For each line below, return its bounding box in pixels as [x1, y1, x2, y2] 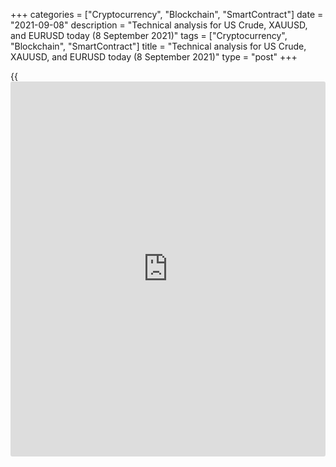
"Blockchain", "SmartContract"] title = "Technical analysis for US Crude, [10, 40, 307, 52]
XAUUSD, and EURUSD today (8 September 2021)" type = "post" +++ [10, 51, 298, 63]
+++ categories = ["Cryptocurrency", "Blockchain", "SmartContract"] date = [10, 9, 324, 20]
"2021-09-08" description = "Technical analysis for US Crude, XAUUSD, [10, 19, 308, 31]
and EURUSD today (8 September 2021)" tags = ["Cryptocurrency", [10, 30, 288, 41]
